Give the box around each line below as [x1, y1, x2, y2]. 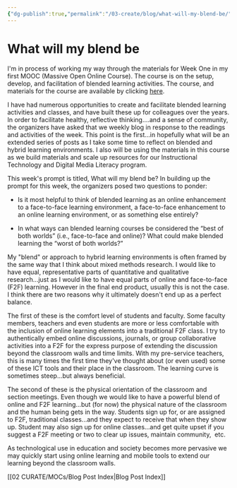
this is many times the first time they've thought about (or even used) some [7, 356, 226, 364]
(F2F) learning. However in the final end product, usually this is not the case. [7, 282, 229, 291]
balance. [7, 297, 33, 306]
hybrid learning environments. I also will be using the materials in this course [7, 145, 230, 154]
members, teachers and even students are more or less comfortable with [7, 319, 219, 327]
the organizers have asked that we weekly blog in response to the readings [7, 123, 226, 131]
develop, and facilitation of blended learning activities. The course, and [7, 79, 214, 88]
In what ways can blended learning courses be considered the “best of [17, 224, 224, 232]
